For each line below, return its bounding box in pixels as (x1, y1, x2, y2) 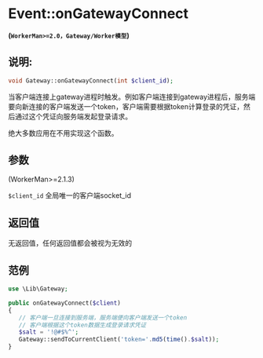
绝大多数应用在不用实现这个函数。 (8, 128, 119, 137)
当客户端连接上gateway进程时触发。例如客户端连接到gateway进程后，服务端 (8, 92, 256, 101)
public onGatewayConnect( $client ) (8, 299, 122, 307)
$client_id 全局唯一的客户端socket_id (8, 191, 132, 200)
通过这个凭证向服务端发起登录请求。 (14, 111, 132, 121)
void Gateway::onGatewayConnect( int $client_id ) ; (8, 76, 174, 85)
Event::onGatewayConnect (8, 5, 189, 23)
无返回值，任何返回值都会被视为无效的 (8, 239, 132, 248)
